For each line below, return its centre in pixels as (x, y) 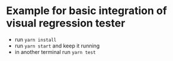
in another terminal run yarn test (55, 52)
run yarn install (36, 39)
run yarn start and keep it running (57, 46)
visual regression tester (66, 23)
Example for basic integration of (86, 11)
